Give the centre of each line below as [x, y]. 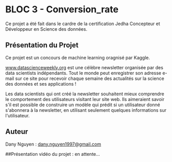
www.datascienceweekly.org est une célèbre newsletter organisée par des [84, 67]
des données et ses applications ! [41, 84]
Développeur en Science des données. [46, 29]
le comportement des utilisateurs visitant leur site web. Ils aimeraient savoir [85, 99]
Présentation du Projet [42, 45]
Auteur [17, 132]
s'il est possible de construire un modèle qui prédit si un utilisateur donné [83, 105]
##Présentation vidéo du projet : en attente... [53, 154]
